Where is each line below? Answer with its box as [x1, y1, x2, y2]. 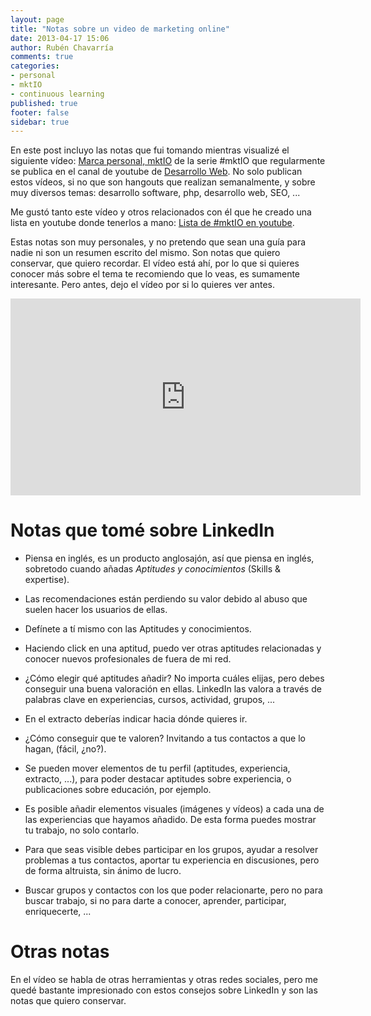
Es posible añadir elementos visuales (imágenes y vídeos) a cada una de [24, 803, 325, 815]
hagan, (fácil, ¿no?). [24, 743, 107, 755]
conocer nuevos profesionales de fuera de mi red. [24, 653, 232, 665]
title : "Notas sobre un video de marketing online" [10, 24, 230, 34]
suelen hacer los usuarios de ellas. [24, 604, 168, 616]
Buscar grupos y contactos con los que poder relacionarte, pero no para [24, 884, 323, 896]
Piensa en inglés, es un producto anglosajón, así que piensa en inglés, [24, 552, 315, 565]
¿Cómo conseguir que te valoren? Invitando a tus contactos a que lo [24, 732, 306, 745]
